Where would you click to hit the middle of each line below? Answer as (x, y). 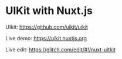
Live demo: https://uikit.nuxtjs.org (46, 38)
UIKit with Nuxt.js (49, 11)
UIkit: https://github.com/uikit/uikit (47, 27)
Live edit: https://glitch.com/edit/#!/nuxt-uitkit (60, 49)
